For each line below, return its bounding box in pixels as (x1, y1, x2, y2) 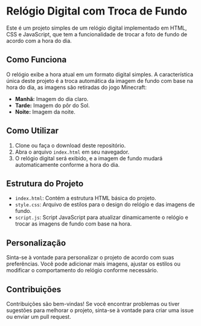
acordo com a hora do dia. (6, 37, 72, 44)
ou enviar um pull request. (6, 313, 71, 320)
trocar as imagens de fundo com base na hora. (14, 220, 132, 227)
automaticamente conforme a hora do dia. (14, 161, 120, 168)
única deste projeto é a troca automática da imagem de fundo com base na (6, 77, 193, 84)
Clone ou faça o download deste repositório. (14, 142, 126, 149)
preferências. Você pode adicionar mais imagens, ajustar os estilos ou (6, 260, 181, 267)
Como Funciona (6, 54, 67, 65)
